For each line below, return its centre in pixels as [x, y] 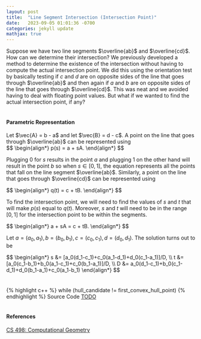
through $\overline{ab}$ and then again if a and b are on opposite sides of [98, 83]
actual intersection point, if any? [46, 102]
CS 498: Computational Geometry [48, 329]
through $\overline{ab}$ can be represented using [68, 142]
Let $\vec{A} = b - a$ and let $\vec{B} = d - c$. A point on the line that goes [100, 135]
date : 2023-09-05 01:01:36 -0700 [51, 23]
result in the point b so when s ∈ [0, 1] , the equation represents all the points [101, 166]
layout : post [22, 12]
